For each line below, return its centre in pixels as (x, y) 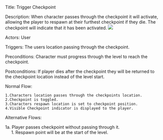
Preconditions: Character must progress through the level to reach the (76, 57)
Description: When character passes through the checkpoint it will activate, (82, 17)
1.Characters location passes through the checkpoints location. (74, 95)
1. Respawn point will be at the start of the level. (60, 132)
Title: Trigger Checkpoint (30, 7)
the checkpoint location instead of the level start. (55, 77)
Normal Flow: (19, 86)
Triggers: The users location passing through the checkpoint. (67, 47)
